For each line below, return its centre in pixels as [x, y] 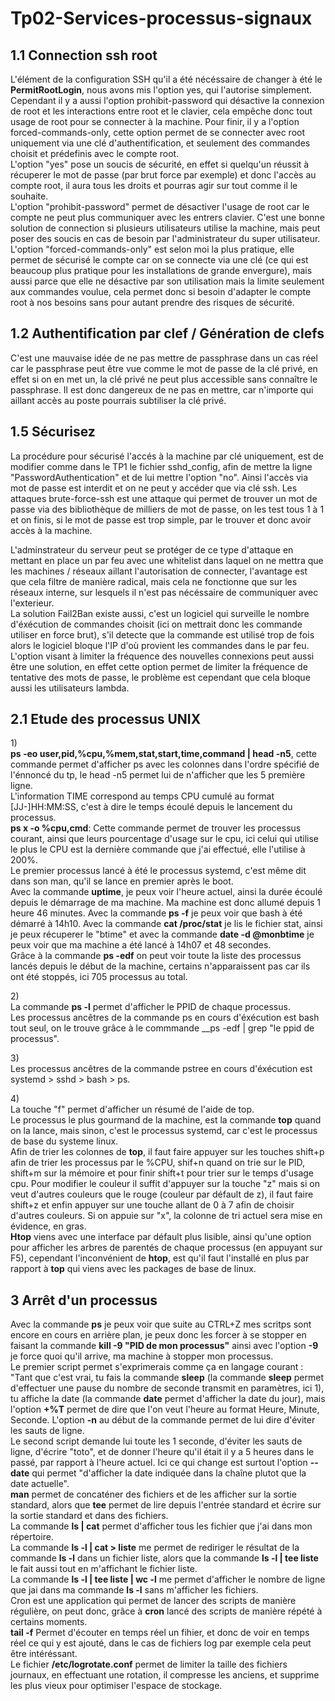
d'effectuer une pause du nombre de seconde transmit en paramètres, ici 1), [167, 1388]
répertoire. [32, 1537]
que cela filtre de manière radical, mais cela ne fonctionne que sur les [154, 581]
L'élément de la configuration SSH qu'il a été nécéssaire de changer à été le [166, 79]
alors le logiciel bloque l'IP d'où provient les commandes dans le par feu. [160, 645]
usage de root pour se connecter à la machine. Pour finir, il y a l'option [155, 121]
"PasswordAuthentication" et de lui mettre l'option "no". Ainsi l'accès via [159, 477]
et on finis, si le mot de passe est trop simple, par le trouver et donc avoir [161, 519]
